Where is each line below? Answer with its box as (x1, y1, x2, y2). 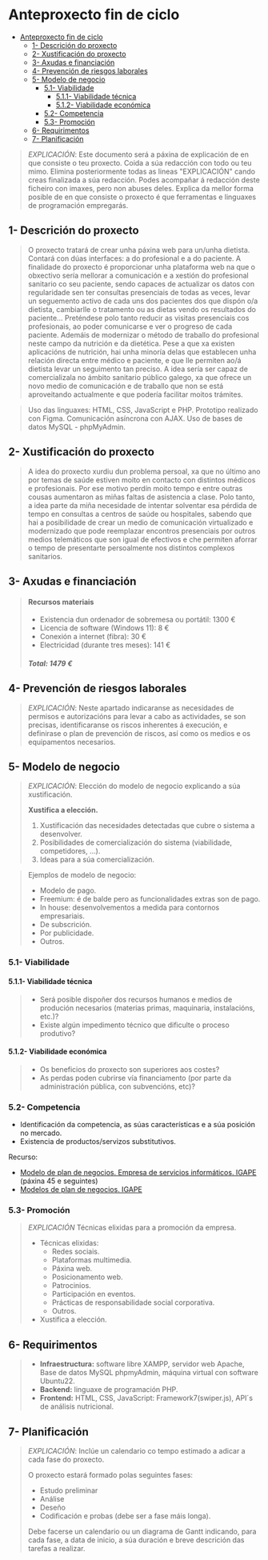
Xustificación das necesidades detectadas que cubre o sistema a (39, 821, 255, 830)
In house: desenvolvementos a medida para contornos (39, 902, 220, 913)
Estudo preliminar (39, 1486, 98, 1495)
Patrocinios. (51, 1281, 92, 1290)
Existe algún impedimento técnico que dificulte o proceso (39, 1020, 230, 1030)
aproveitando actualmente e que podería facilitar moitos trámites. (27, 390, 244, 399)
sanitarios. (27, 551, 62, 561)
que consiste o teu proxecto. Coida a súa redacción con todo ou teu (27, 158, 252, 167)
